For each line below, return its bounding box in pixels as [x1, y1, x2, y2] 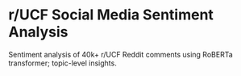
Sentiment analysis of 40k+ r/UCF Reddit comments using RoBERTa [8, 49, 234, 59]
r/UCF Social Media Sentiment [8, 6, 214, 24]
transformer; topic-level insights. [8, 58, 117, 68]
